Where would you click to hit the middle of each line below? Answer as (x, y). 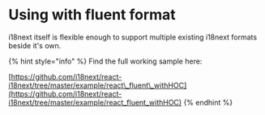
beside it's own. (35, 45)
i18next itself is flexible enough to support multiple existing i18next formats (133, 37)
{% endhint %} (208, 102)
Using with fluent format (92, 15)
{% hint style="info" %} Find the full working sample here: (105, 61)
